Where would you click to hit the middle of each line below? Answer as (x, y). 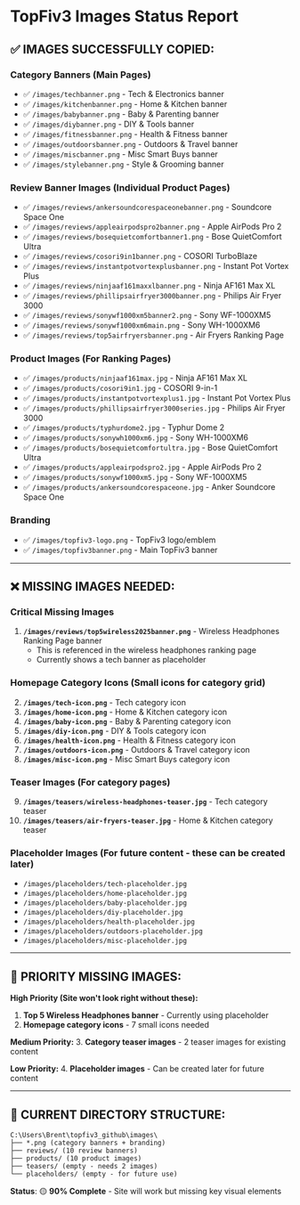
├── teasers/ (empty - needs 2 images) (84, 1166)
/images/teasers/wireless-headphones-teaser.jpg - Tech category (145, 802)
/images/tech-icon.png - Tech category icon (104, 702)
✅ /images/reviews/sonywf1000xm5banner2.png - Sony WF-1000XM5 (147, 315)
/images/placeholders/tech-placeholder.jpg (105, 884)
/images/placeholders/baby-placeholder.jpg (105, 903)
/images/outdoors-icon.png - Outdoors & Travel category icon (136, 749)
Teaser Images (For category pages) (90, 782)
